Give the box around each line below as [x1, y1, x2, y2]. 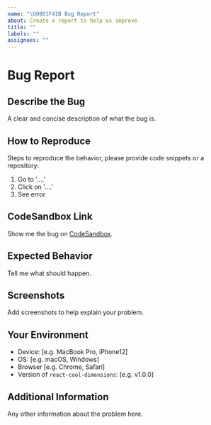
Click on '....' [17, 182, 54, 191]
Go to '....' [17, 175, 46, 183]
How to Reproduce [7, 135, 91, 147]
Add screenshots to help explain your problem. [7, 308, 144, 316]
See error [17, 189, 46, 199]
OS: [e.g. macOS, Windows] [17, 355, 100, 364]
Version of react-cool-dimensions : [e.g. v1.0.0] [17, 370, 154, 379]
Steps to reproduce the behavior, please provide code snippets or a [7, 153, 204, 162]
